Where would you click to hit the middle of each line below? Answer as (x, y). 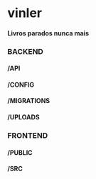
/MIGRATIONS (29, 101)
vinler (25, 13)
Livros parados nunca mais (48, 33)
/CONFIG (21, 85)
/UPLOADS (24, 117)
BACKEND (26, 51)
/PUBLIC (20, 152)
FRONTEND (28, 135)
